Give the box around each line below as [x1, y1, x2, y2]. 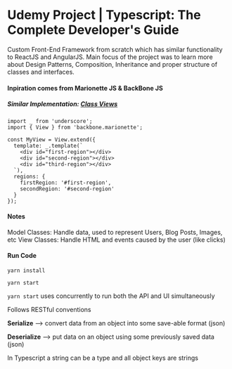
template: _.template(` [13, 142, 83, 149]
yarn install [7, 267, 46, 274]
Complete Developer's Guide [7, 22, 179, 38]
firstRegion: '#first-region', [20, 179, 112, 186]
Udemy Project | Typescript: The [7, 7, 202, 23]
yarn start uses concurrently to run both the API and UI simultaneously [7, 292, 215, 300]
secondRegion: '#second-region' [20, 185, 115, 193]
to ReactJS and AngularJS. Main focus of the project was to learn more [7, 53, 213, 61]
